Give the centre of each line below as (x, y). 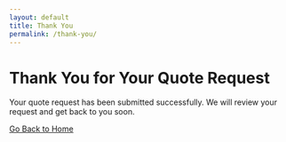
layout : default (39, 17)
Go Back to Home (41, 129)
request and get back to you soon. (72, 112)
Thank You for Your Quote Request (140, 78)
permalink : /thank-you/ (53, 34)
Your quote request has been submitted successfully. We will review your (143, 102)
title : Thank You (41, 26)
